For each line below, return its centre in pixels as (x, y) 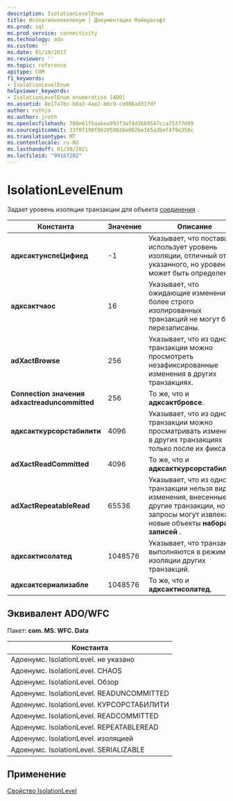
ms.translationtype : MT (42, 136)
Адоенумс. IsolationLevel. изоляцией (72, 738)
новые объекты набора (189, 523)
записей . (165, 531)
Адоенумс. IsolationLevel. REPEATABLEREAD (85, 727)
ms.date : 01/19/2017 (37, 53)
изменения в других (183, 374)
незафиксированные (183, 365)
